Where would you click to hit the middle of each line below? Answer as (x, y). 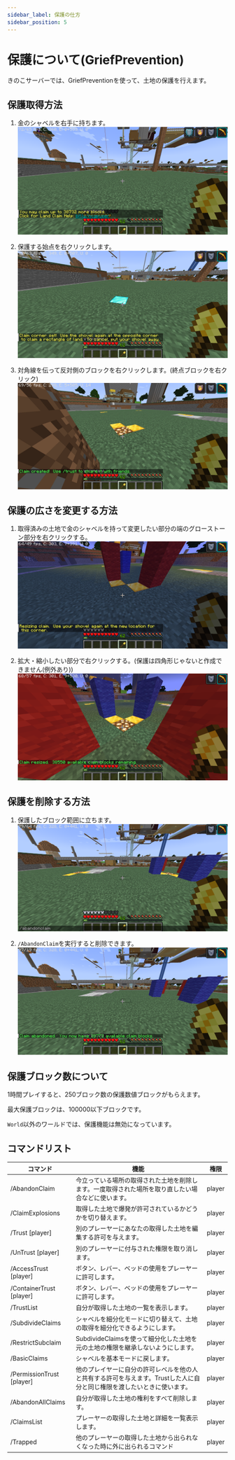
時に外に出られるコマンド (137, 1447)
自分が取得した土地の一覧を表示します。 (134, 1308)
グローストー (207, 529)
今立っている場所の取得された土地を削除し (137, 1180)
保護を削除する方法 (49, 802)
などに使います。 (106, 1197)
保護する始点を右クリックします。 (66, 246)
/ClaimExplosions (35, 1213)
